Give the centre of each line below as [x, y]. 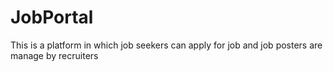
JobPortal [52, 17]
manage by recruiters [54, 55]
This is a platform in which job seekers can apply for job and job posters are [166, 45]
